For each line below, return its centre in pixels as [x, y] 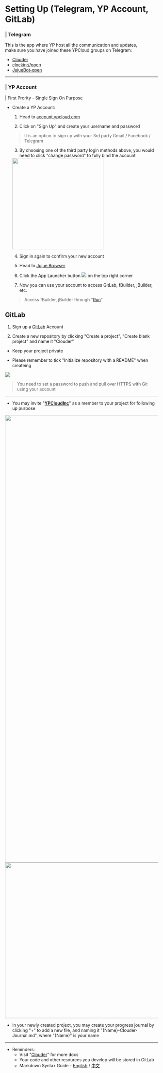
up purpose [24, 408]
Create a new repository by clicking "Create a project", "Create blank [81, 336]
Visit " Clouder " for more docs [49, 1054]
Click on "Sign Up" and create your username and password [80, 126]
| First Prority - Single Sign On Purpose [44, 98]
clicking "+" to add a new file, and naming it [56, 1030]
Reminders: [24, 1049]
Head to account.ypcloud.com [49, 117]
